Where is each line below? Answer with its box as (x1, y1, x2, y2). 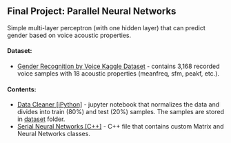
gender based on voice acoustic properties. (7, 31, 132, 39)
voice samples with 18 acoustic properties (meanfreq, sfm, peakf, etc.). (17, 69, 219, 78)
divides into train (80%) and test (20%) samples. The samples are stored (17, 108, 225, 116)
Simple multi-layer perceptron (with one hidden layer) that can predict (7, 23, 205, 32)
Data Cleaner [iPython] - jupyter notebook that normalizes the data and (17, 100, 220, 109)
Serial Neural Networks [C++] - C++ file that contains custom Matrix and (17, 122, 224, 131)
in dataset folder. (17, 115, 66, 123)
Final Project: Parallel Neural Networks (7, 5, 177, 17)
